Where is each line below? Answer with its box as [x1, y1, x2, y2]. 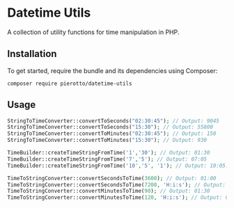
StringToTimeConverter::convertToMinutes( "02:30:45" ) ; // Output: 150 [7, 130, 217, 137]
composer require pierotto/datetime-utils [7, 80, 132, 87]
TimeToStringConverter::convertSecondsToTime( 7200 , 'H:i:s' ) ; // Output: [7, 181, 226, 189]
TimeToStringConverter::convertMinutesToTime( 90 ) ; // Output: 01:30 [7, 188, 210, 195]
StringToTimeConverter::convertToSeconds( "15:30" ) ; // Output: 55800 [7, 124, 214, 131]
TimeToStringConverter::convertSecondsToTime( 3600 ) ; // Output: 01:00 [7, 175, 217, 182]
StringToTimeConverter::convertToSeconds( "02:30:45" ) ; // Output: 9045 [7, 117, 219, 125]
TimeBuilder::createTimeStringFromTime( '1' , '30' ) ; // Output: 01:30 [7, 150, 210, 157]
